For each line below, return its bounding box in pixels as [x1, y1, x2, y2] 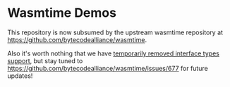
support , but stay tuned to [7, 56, 83, 65]
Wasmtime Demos [7, 5, 116, 21]
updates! [7, 72, 33, 80]
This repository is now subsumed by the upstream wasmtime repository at [7, 28, 224, 36]
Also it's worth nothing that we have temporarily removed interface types [7, 49, 220, 58]
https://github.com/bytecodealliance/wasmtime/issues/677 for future [7, 64, 208, 72]
